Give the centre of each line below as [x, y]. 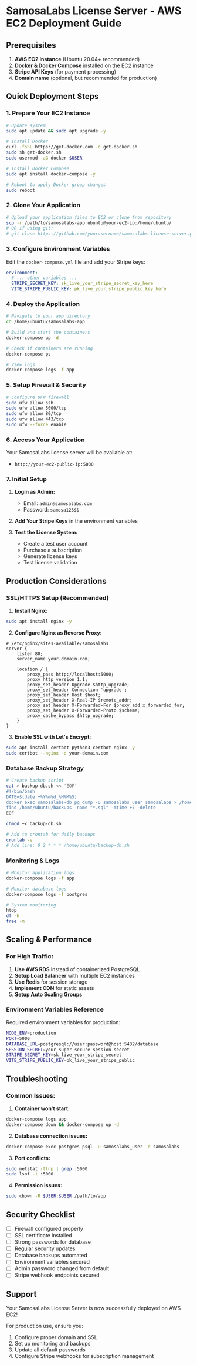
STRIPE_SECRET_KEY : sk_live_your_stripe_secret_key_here [82, 284]
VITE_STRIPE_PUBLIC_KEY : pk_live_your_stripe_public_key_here [89, 289]
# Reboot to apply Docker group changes [56, 185]
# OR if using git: [30, 228]
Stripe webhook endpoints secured [57, 1275]
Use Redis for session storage [51, 982]
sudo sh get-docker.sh [34, 152]
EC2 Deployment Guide [64, 23]
